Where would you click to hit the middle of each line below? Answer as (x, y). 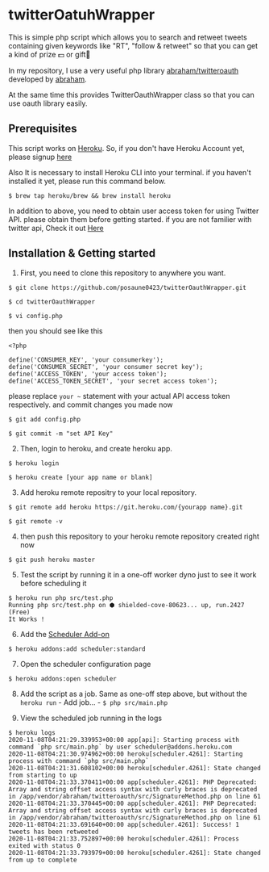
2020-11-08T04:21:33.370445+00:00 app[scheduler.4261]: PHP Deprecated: (133, 803)
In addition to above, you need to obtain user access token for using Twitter (134, 211)
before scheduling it (53, 583)
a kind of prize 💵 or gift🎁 (50, 54)
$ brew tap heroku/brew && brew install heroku (90, 195)
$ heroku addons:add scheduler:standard (77, 649)
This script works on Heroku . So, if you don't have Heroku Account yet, (126, 148)
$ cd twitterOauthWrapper (52, 302)
